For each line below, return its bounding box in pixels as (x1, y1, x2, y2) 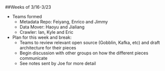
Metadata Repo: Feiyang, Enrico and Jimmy (19, 19, 108, 24)
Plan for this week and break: (12, 34, 72, 40)
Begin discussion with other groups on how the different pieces (19, 50, 149, 56)
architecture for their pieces (19, 45, 76, 50)
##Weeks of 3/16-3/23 (5, 4, 51, 10)
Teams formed (12, 14, 42, 19)
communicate (19, 55, 48, 61)
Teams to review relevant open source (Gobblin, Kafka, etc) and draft (19, 40, 160, 46)
